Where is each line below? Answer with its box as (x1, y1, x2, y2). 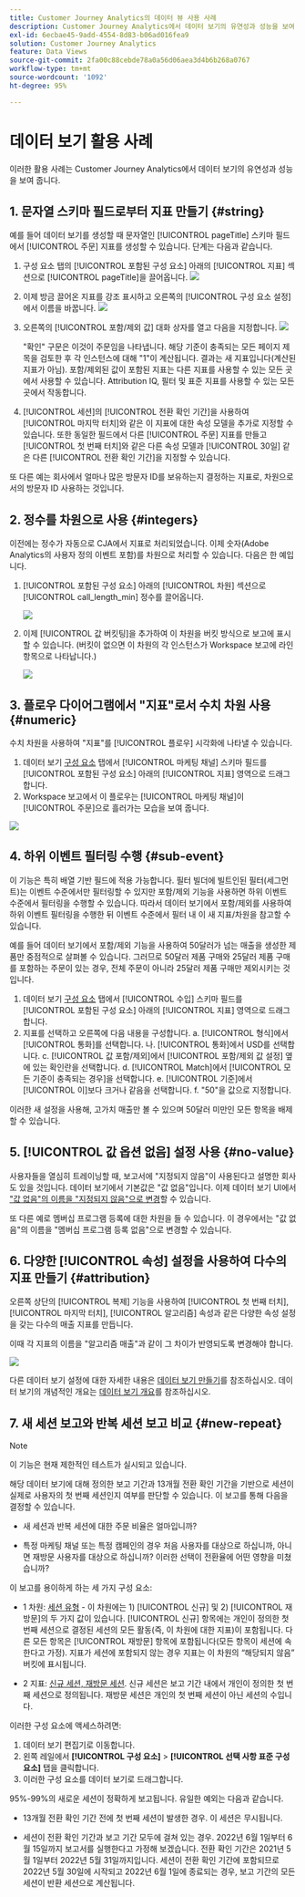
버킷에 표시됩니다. (22, 1659, 86, 1670)
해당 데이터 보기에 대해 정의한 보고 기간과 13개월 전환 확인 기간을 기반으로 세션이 (9, 1478, 294, 1489)
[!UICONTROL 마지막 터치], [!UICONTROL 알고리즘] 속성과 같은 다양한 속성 (9, 1308, 280, 1319)
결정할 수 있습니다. (9, 1501, 76, 1512)
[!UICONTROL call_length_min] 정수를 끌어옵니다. (22, 592, 204, 603)
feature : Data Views (9, 47, 88, 57)
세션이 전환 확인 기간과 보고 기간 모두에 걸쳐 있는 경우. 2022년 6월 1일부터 (22, 1832, 286, 1843)
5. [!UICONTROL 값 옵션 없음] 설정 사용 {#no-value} (9, 1145, 295, 1160)
